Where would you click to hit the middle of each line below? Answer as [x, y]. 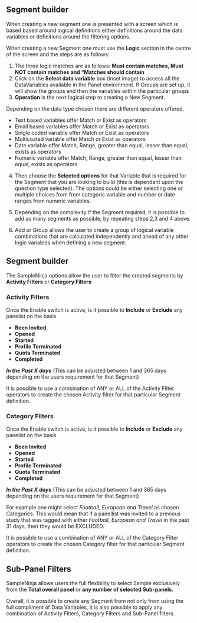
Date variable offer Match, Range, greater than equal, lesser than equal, [101, 145]
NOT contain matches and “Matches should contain [79, 72]
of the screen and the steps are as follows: [58, 54]
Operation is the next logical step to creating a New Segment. [90, 97]
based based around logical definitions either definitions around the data [94, 30]
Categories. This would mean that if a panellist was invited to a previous [93, 514]
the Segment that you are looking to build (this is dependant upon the [99, 182]
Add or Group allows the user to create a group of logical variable [94, 230]
